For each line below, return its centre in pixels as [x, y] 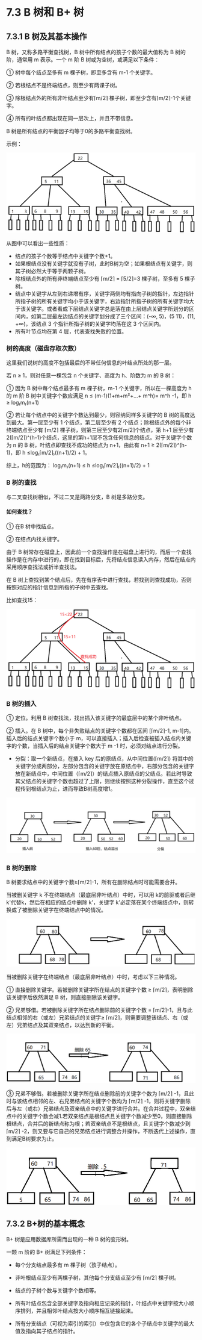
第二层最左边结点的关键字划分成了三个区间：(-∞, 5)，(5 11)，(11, [115, 316]
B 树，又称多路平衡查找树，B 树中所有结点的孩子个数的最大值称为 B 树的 [96, 52]
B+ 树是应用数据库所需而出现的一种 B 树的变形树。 [69, 1239]
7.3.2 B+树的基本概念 [46, 1223]
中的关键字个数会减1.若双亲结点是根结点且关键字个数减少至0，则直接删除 [102, 1116]
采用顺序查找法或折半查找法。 [43, 567]
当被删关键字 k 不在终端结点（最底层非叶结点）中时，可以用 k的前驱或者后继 [101, 895]
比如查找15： [22, 600]
